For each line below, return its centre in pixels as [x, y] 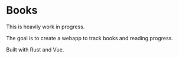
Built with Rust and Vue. [35, 49]
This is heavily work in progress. [45, 27]
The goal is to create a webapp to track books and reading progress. [89, 38]
